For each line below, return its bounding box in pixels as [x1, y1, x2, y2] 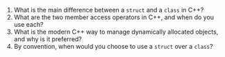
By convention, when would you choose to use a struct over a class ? [13, 43, 213, 50]
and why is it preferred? [13, 35, 82, 43]
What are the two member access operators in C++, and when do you [13, 13, 214, 21]
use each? [13, 21, 44, 28]
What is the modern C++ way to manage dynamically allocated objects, [13, 27, 219, 36]
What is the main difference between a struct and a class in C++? [13, 6, 204, 14]
